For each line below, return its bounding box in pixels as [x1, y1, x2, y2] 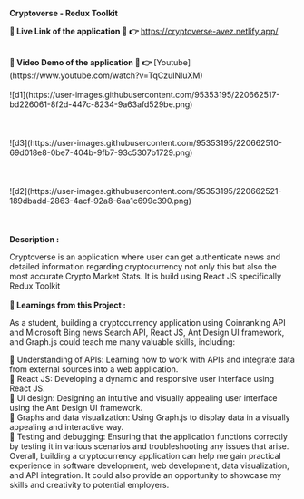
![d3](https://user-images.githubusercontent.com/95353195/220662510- [9, 138, 283, 148]
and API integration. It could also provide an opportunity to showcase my [9, 470, 282, 480]
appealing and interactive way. [9, 422, 124, 432]
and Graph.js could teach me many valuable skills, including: [9, 337, 236, 347]
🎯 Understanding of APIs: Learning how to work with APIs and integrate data [9, 354, 295, 365]
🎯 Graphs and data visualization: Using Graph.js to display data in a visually [9, 412, 290, 423]
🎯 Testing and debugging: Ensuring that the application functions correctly [9, 431, 289, 442]
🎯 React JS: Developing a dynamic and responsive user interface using [9, 374, 275, 384]
